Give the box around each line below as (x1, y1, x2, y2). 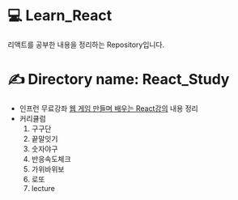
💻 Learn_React (7, 6, 113, 25)
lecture (31, 183, 56, 193)
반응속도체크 (31, 154, 71, 164)
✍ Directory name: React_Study (7, 70, 230, 89)
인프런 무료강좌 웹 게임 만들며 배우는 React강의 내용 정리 (19, 103, 199, 113)
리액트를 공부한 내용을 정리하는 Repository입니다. (7, 40, 165, 49)
